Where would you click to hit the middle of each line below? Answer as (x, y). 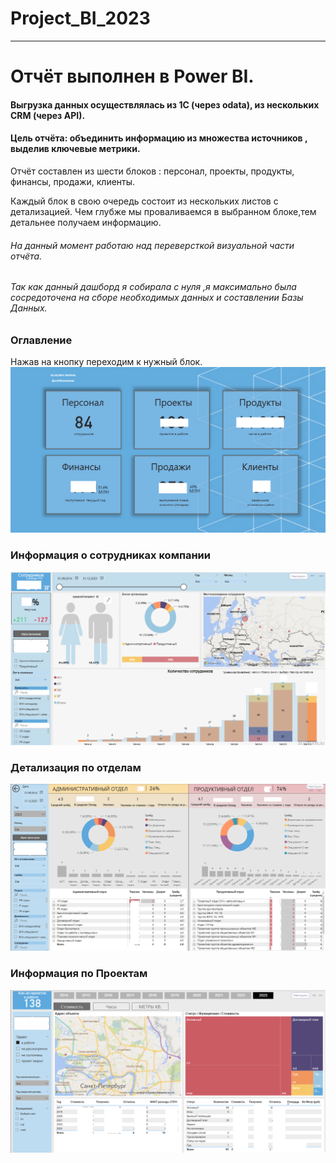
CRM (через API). (48, 115)
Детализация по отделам (76, 767)
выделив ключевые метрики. (75, 149)
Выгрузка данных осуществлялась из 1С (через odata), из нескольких (165, 104)
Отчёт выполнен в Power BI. (132, 76)
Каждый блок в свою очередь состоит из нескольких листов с (144, 201)
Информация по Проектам (79, 974)
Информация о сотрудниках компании (110, 555)
